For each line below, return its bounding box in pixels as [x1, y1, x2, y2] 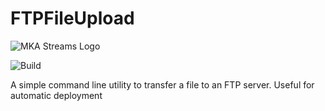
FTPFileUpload [10, 7, 135, 30]
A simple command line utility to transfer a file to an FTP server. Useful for [10, 78, 315, 91]
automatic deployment [10, 89, 103, 101]
